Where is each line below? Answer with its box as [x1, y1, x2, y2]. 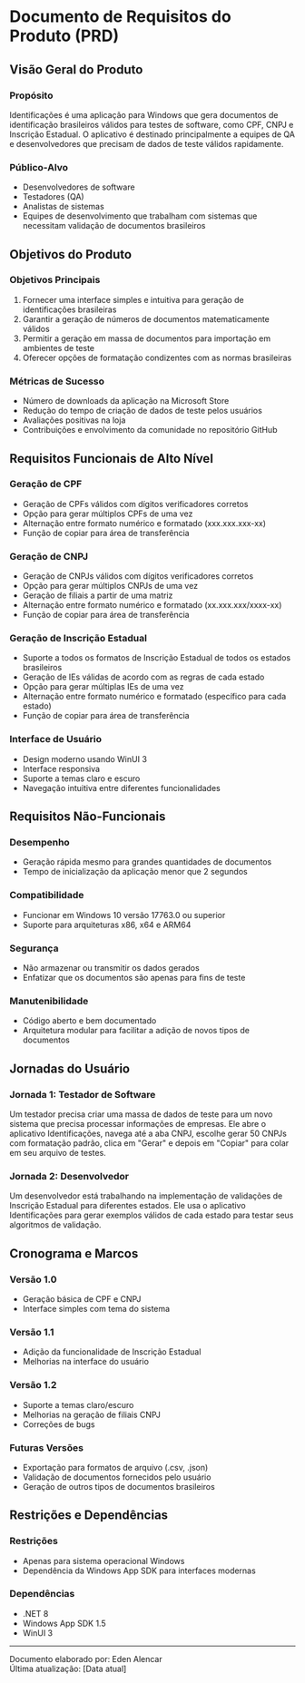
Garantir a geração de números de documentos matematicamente [22, 313, 271, 324]
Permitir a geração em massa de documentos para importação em [22, 333, 271, 344]
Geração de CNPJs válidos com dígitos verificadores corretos [22, 571, 254, 582]
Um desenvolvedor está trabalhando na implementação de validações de [9, 1190, 283, 1201]
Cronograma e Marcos [9, 1246, 139, 1261]
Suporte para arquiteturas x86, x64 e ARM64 [22, 919, 192, 930]
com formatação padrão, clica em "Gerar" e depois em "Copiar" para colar [9, 1138, 290, 1149]
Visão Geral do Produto [9, 62, 143, 77]
